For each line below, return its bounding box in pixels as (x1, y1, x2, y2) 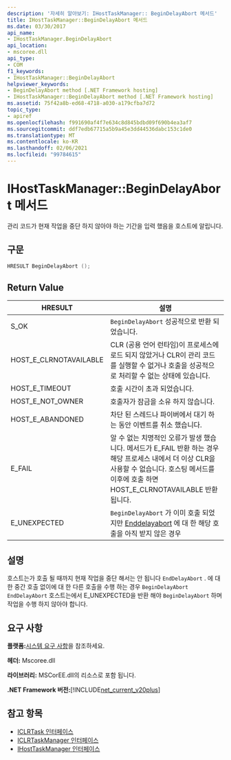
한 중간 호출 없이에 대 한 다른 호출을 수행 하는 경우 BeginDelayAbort (7, 583, 189, 591)
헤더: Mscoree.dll (7, 656, 56, 664)
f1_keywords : (7, 68, 45, 74)
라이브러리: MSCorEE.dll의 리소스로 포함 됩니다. (7, 670, 136, 679)
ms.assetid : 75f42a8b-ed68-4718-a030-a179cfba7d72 (7, 100, 155, 107)
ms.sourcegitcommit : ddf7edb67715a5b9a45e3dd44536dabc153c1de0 (7, 126, 192, 132)
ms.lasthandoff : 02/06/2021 (7, 145, 88, 152)
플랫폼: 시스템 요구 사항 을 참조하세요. (7, 641, 105, 650)
